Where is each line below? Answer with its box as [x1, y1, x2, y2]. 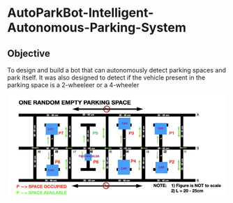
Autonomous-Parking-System [7, 20, 187, 36]
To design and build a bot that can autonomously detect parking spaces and [7, 66, 227, 74]
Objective [7, 47, 51, 59]
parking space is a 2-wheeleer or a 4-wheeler [7, 81, 140, 89]
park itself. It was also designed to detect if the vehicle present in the [7, 73, 206, 82]
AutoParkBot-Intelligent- [7, 5, 154, 21]
